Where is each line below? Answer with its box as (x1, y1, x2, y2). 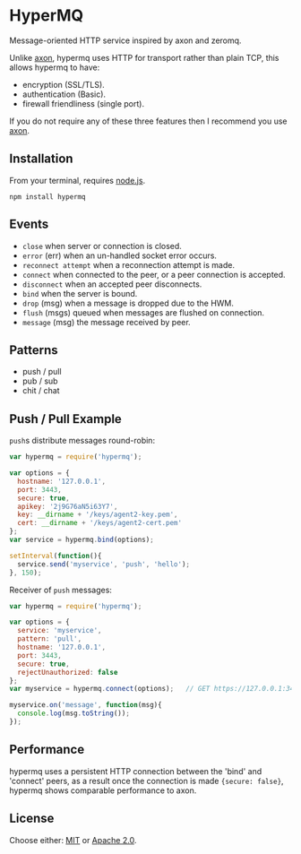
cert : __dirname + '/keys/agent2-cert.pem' (17, 519, 182, 528)
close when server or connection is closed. (21, 240, 182, 251)
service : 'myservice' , (17, 626, 102, 635)
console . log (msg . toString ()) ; (17, 709, 130, 718)
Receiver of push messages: (9, 584, 112, 595)
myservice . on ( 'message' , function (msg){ (9, 701, 163, 710)
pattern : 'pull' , (17, 634, 82, 643)
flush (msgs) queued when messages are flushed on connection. (21, 306, 265, 318)
